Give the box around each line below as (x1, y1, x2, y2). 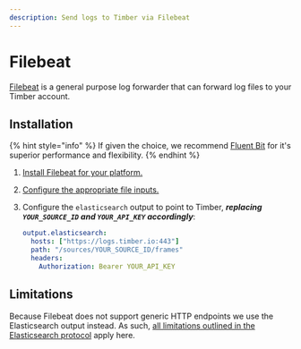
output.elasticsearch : (21, 229, 107, 238)
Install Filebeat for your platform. (21, 167, 143, 178)
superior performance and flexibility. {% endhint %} (9, 149, 200, 161)
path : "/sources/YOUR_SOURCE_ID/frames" (30, 245, 184, 255)
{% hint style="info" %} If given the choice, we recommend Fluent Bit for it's (9, 140, 291, 151)
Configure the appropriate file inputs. (21, 184, 159, 195)
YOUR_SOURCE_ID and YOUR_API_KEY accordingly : (21, 211, 196, 222)
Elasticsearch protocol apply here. (9, 329, 136, 340)
